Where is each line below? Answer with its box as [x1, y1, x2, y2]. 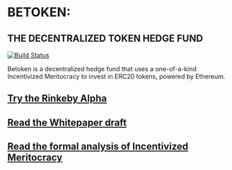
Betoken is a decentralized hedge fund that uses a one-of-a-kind [7, 65, 197, 73]
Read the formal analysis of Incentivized [7, 140, 189, 152]
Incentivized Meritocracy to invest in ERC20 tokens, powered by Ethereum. [7, 72, 226, 80]
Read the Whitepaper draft [7, 116, 127, 128]
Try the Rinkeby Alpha [7, 92, 108, 104]
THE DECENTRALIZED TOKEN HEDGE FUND [7, 32, 204, 44]
